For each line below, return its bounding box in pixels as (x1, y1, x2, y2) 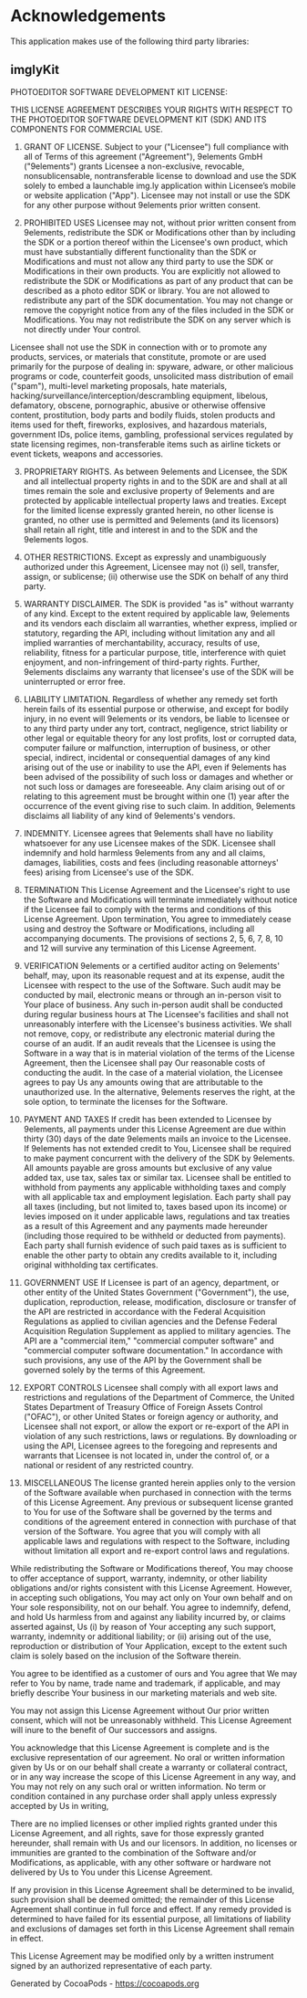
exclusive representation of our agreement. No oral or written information (10, 1751, 285, 1762)
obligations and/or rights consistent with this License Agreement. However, (10, 1582, 292, 1593)
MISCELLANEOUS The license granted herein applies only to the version (23, 1477, 296, 1488)
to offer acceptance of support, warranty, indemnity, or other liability (10, 1572, 268, 1583)
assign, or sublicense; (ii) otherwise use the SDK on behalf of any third (23, 571, 289, 582)
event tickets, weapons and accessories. (10, 448, 163, 459)
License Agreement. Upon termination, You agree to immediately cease (23, 913, 292, 924)
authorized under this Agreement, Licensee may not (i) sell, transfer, (23, 561, 280, 572)
